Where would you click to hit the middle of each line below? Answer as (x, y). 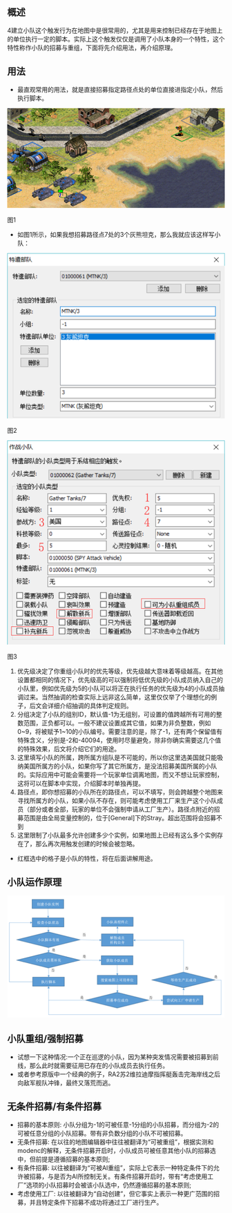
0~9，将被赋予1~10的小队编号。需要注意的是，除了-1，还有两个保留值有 (120, 731)
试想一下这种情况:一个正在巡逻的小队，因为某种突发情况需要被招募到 (115, 1057)
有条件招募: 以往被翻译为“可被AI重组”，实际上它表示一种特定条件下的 (115, 1167)
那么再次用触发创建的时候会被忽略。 (87, 844)
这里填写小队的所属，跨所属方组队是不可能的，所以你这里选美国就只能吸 (120, 757)
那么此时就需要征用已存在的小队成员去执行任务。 (99, 1065)
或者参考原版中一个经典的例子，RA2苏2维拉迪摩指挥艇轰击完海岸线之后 (119, 1074)
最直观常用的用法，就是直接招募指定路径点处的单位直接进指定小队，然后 (120, 89)
